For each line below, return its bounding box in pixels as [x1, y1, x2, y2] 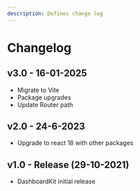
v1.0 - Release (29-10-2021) [7, 158, 130, 170]
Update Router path [17, 100, 74, 109]
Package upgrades [17, 93, 71, 101]
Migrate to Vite [17, 86, 60, 94]
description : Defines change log [7, 10, 103, 17]
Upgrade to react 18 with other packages [17, 139, 134, 147]
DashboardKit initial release [17, 177, 96, 185]
